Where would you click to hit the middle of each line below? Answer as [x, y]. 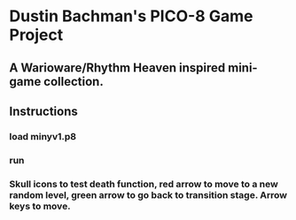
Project [36, 35]
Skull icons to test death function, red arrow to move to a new [144, 184]
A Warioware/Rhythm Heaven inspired [117, 68]
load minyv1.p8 [43, 136]
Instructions [43, 111]
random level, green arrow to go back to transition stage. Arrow [148, 194]
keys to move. [40, 206]
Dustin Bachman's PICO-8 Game [131, 16]
